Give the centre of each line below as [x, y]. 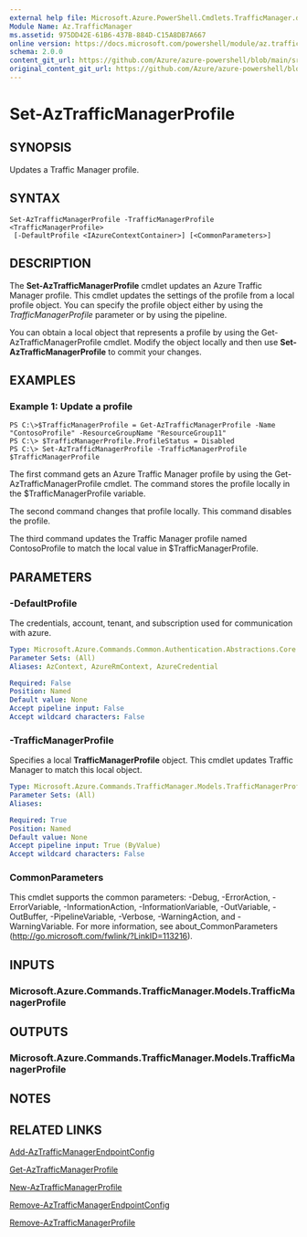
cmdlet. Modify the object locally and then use [191, 342]
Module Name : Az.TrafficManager [71, 26]
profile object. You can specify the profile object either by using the [136, 305]
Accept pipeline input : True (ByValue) [85, 846]
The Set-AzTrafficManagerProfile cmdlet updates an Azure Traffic [136, 285]
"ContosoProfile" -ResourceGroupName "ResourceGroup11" [118, 433]
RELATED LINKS [56, 1130]
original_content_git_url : [61, 69]
